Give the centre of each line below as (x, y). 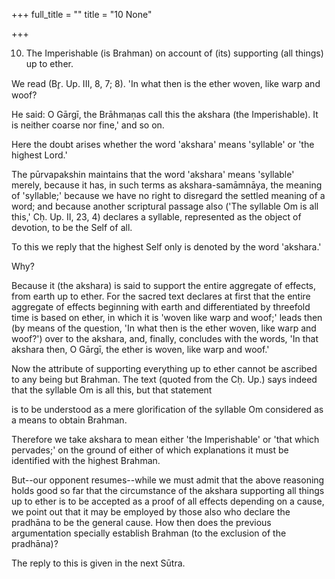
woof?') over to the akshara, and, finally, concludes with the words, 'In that (165, 338)
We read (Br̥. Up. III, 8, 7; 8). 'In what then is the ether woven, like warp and (166, 83)
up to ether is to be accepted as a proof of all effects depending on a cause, (168, 501)
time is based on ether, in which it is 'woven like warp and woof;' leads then (167, 317)
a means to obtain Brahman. (69, 420)
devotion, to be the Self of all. (72, 227)
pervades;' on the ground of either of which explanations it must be (150, 450)
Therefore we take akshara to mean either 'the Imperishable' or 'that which (165, 439)
